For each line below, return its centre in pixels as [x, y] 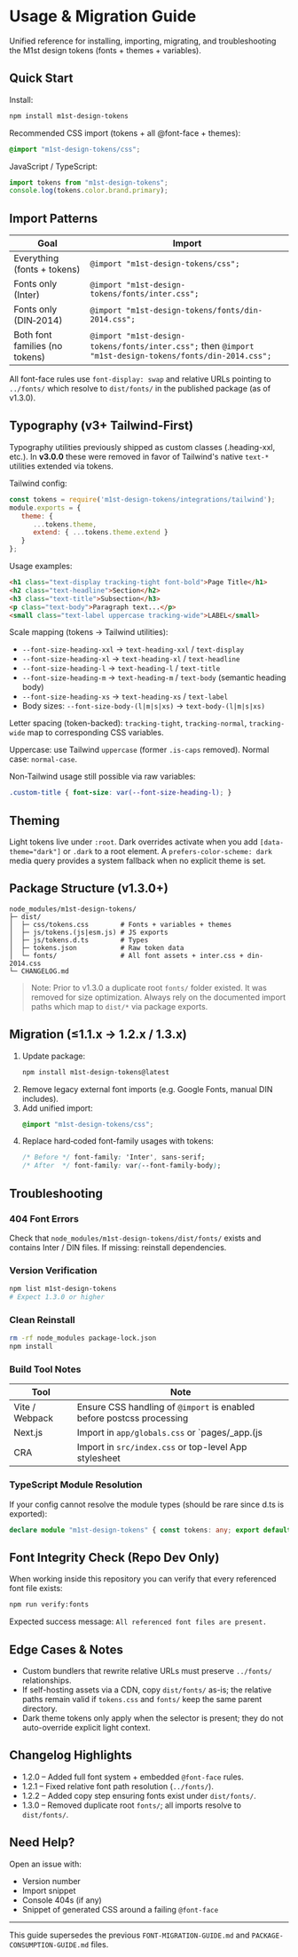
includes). [40, 1098]
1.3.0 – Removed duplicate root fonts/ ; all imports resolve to [132, 1805]
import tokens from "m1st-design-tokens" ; [89, 182]
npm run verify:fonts [49, 1604]
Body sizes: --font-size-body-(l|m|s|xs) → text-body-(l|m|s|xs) [144, 706]
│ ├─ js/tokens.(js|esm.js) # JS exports [89, 932]
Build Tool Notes [45, 1369]
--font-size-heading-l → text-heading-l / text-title [121, 669]
